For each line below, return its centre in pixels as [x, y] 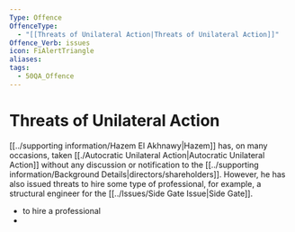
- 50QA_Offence [46, 76]
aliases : [26, 59]
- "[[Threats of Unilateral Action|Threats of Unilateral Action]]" [148, 34]
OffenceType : [34, 26]
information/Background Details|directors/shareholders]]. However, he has [147, 174]
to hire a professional [62, 210]
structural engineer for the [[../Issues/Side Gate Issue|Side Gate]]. [131, 193]
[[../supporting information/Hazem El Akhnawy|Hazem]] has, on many [139, 146]
